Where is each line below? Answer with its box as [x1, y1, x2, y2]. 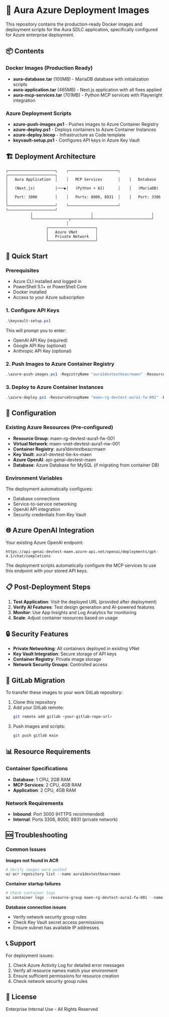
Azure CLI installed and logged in [13, 278, 82, 284]
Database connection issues [6, 904, 67, 910]
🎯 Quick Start [6, 252, 48, 260]
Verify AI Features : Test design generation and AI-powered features [13, 604, 154, 610]
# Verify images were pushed [6, 867, 67, 872]
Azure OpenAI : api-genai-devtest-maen [13, 457, 96, 463]
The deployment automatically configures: [6, 486, 93, 492]
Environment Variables [6, 474, 63, 481]
